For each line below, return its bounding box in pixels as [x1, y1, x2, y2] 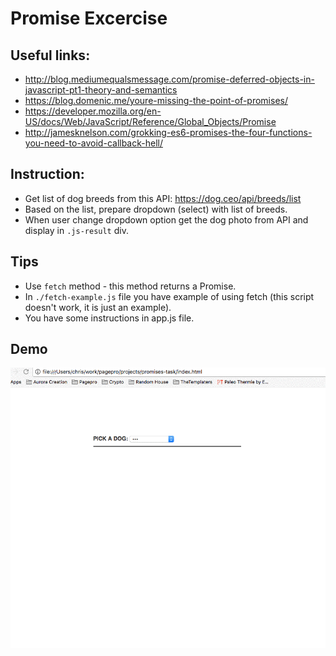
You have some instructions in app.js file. [24, 312, 195, 324]
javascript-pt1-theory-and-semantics [24, 84, 178, 96]
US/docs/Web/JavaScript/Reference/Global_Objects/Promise [24, 116, 277, 127]
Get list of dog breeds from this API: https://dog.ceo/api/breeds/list [24, 192, 302, 204]
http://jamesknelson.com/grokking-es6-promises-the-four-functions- [24, 127, 313, 138]
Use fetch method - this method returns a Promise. [24, 280, 237, 292]
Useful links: [10, 47, 91, 64]
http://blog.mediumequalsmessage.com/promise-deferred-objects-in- [24, 73, 315, 85]
